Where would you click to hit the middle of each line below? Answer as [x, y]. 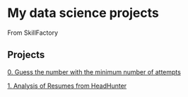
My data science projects [83, 13]
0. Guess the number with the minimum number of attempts [94, 72]
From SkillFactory [33, 33]
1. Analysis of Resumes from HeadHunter [67, 86]
